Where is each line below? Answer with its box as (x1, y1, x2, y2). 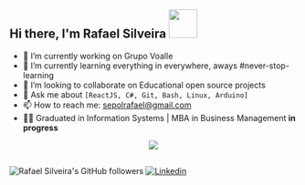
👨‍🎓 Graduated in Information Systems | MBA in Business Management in (22, 112, 297, 123)
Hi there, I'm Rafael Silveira (9, 26, 167, 42)
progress (22, 122, 58, 133)
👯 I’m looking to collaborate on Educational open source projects (22, 79, 267, 90)
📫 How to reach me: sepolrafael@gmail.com (22, 99, 192, 110)
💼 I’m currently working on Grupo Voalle (22, 50, 174, 61)
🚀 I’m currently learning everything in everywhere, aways (22, 60, 237, 71)
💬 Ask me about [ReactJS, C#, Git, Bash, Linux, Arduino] (22, 88, 248, 100)
